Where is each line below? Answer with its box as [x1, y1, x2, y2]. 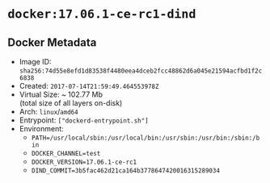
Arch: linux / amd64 [19, 107, 78, 116]
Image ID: [19, 57, 52, 66]
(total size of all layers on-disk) [19, 98, 123, 107]
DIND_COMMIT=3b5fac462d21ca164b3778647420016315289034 [31, 167, 220, 175]
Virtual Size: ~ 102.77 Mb [19, 89, 103, 99]
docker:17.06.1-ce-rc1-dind [7, 6, 196, 22]
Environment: [19, 124, 64, 133]
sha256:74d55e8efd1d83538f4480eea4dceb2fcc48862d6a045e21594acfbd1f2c [19, 67, 263, 75]
